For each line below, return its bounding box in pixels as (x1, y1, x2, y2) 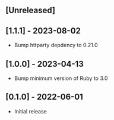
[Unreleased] (5, 5, 56, 16)
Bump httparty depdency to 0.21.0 (14, 42, 99, 49)
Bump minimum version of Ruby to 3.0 (14, 75, 108, 82)
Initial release (14, 107, 47, 115)
